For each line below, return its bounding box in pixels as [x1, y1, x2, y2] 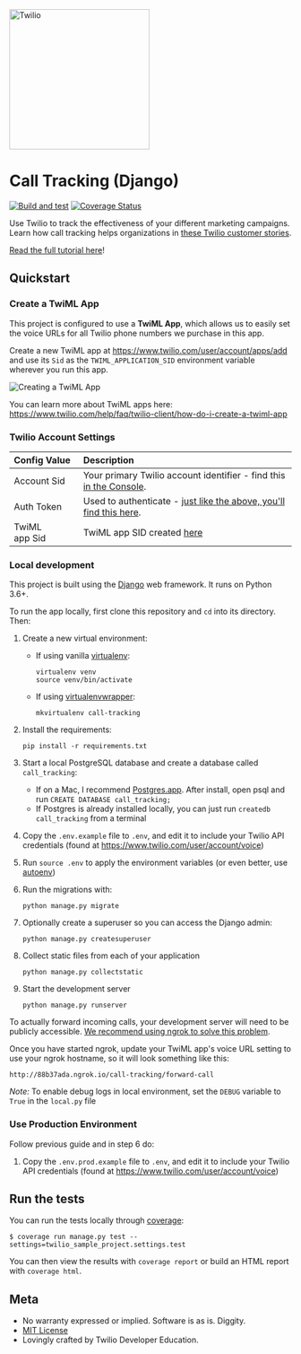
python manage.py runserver [21, 1000, 127, 1010]
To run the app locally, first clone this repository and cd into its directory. [9, 606, 276, 617]
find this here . [82, 506, 142, 519]
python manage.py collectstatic [21, 968, 143, 977]
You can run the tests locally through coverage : [9, 1215, 185, 1226]
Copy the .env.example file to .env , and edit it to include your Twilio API [21, 830, 285, 842]
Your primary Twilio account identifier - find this [82, 468, 286, 481]
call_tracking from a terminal [35, 813, 147, 824]
